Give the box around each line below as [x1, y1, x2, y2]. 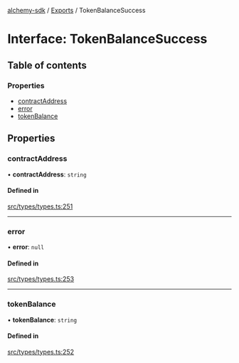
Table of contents [7, 59, 87, 71]
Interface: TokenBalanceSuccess [7, 31, 208, 47]
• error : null [7, 243, 45, 251]
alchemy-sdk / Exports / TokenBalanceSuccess [7, 6, 146, 14]
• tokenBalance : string [7, 315, 77, 324]
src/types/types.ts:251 [7, 202, 73, 211]
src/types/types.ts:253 [7, 275, 75, 283]
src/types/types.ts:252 [7, 347, 75, 356]
